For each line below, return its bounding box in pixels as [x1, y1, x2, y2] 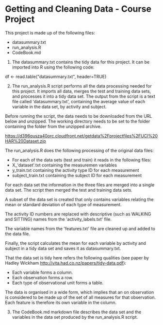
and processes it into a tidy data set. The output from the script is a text [12, 93, 155, 99]
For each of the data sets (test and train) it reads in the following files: [12, 157, 151, 162]
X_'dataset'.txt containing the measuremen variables [12, 162, 117, 168]
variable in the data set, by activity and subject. [12, 104, 107, 109]
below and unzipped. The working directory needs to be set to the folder [5, 118, 150, 124]
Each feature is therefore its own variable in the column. [5, 299, 117, 305]
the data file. [5, 231, 30, 236]
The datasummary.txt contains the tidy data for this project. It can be [12, 59, 149, 65]
